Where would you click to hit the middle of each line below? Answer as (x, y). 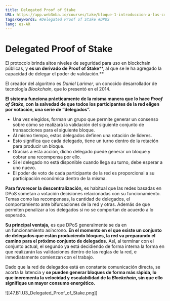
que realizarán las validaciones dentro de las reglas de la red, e (71, 252)
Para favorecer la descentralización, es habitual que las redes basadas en (83, 188)
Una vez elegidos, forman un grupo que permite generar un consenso (85, 119)
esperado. (16, 215)
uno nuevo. (24, 168)
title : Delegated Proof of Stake (40, 10)
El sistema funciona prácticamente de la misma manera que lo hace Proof (84, 99)
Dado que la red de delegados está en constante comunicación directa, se (83, 267)
